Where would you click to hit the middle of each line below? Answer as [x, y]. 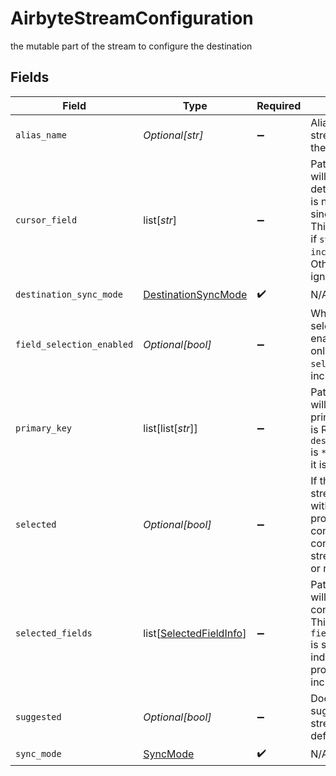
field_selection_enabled [74, 344]
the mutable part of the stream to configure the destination [131, 46]
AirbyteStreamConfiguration [132, 18]
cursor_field [46, 220]
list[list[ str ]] [170, 428]
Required [279, 105]
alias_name [41, 135]
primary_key [44, 428]
